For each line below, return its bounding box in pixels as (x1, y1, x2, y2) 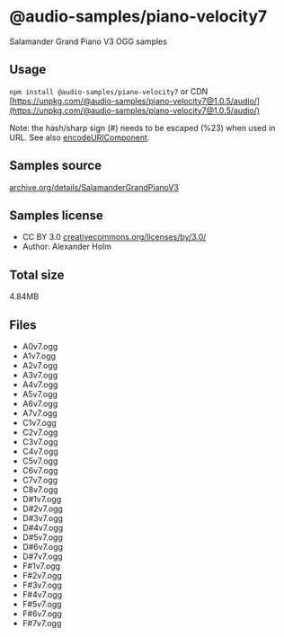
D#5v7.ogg (22, 532, 63, 543)
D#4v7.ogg (22, 523, 64, 533)
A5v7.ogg (22, 389, 58, 399)
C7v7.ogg (22, 474, 58, 485)
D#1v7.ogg (22, 494, 62, 504)
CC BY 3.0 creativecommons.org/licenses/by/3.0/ (22, 232, 207, 243)
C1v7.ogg (22, 418, 57, 428)
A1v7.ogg (22, 350, 57, 361)
